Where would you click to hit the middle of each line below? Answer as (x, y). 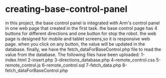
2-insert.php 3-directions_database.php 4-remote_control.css (91, 60)
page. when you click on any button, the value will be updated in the (75, 44)
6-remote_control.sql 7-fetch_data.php (81, 65)
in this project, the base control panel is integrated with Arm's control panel (83, 23)
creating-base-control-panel (66, 9)
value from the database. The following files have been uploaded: (73, 54)
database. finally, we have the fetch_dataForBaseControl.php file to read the (83, 49)
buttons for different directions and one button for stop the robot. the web (81, 33)
